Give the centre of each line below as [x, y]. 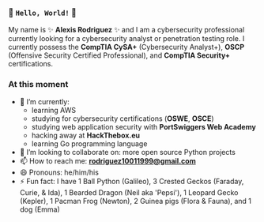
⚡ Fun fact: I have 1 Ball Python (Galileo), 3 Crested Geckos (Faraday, [132, 181]
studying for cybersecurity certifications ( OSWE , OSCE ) [123, 119]
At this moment [38, 85]
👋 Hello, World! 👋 [43, 13]
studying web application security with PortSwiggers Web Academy [144, 126]
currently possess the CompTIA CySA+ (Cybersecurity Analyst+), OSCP [126, 47]
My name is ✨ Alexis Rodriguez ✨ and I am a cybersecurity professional [126, 30]
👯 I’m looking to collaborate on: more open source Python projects [127, 152]
